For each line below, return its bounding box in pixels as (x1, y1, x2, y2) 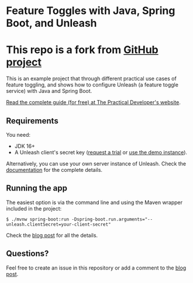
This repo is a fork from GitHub (6, 43, 159, 57)
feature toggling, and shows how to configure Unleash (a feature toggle (6, 81, 178, 88)
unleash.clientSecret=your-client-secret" (6, 221, 111, 227)
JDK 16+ (14, 142, 35, 150)
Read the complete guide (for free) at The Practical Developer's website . (6, 99, 181, 106)
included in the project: (6, 205, 62, 212)
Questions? (6, 249, 49, 258)
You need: (6, 131, 31, 138)
